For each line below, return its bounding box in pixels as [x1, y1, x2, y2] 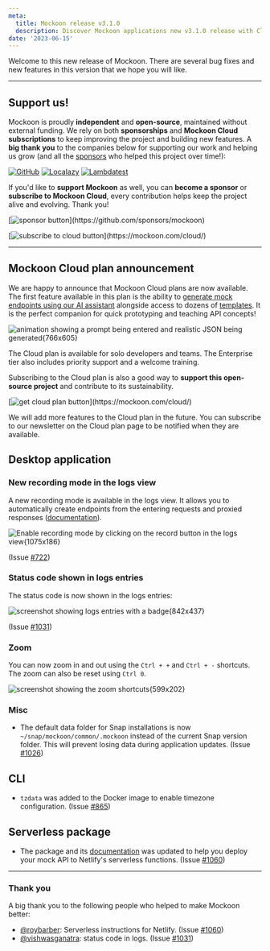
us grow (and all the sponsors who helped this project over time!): [8, 151, 227, 161]
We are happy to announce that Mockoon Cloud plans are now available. [8, 283, 249, 292]
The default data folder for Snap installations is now [19, 722, 191, 733]
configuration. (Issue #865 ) [19, 802, 111, 812]
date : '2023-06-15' [8, 34, 74, 43]
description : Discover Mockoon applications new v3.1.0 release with [15, 27, 253, 35]
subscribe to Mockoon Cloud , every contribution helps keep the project [8, 191, 247, 201]
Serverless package [8, 825, 111, 838]
